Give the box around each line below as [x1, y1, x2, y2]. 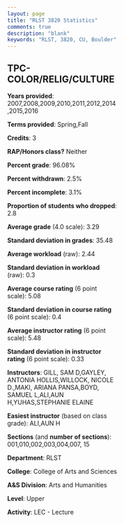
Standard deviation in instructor [7, 347, 102, 356]
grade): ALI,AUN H [7, 419, 61, 427]
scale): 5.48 [7, 333, 42, 342]
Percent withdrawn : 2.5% [7, 174, 82, 183]
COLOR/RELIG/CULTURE [7, 73, 115, 85]
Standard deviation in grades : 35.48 [7, 236, 114, 244]
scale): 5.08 [7, 291, 41, 300]
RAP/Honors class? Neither [7, 147, 88, 155]
